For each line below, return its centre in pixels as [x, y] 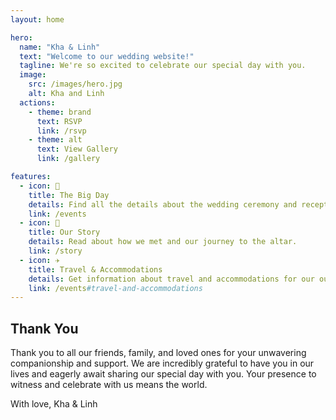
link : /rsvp [61, 131]
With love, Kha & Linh [54, 404]
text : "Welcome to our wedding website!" [107, 56]
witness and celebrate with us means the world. [109, 385]
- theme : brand [60, 112]
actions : [37, 102]
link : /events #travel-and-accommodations [115, 288]
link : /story [55, 251]
